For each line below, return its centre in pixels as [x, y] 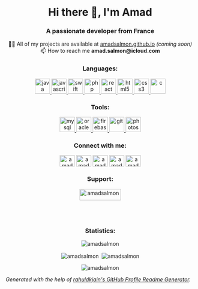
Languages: [100, 68]
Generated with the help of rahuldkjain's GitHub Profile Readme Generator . [98, 279]
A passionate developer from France [100, 31]
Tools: [100, 107]
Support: [100, 179]
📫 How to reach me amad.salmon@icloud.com [100, 51]
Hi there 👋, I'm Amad [100, 12]
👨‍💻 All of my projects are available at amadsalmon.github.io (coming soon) [100, 44]
